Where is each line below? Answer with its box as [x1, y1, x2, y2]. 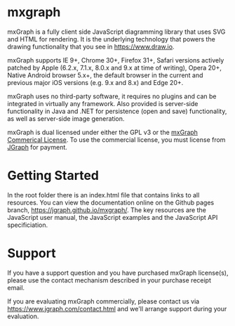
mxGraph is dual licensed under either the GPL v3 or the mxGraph [7, 128, 199, 136]
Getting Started [7, 168, 100, 183]
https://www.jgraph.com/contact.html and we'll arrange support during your [7, 304, 227, 313]
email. [7, 283, 25, 292]
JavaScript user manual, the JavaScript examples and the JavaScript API [7, 213, 218, 221]
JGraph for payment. [7, 143, 68, 151]
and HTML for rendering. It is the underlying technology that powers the [7, 34, 215, 43]
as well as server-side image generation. [7, 114, 125, 123]
